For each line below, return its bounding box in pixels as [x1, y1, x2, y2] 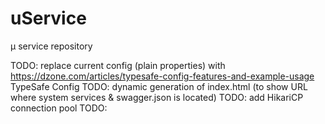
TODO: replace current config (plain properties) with [10, 59, 226, 71]
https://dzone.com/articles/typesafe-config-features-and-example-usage [10, 70, 315, 82]
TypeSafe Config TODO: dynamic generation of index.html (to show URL [10, 80, 308, 92]
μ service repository [10, 40, 93, 52]
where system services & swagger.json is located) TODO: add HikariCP [10, 91, 304, 103]
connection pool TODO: [10, 102, 108, 114]
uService [10, 7, 87, 30]
